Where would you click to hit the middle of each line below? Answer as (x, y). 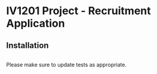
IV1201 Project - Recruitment (78, 11)
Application (36, 23)
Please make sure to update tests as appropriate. (67, 65)
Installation (27, 45)
